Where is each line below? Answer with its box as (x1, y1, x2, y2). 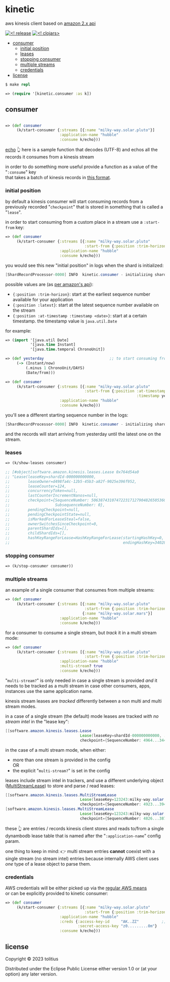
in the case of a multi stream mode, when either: (5, 747, 106, 753)
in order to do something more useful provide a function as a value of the (5, 163, 158, 170)
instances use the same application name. (5, 688, 93, 694)
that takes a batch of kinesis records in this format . (5, 175, 111, 180)
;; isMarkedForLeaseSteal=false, (5, 516, 92, 522)
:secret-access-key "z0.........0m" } (77, 924, 157, 929)
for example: (5, 328, 32, 334)
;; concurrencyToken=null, (5, 488, 78, 494)
